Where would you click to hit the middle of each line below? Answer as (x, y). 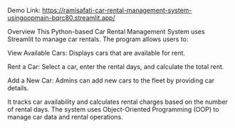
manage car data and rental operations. (65, 117)
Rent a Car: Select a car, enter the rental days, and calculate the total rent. (116, 66)
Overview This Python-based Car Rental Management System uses (106, 32)
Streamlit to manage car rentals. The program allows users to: (98, 39)
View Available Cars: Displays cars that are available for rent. (96, 53)
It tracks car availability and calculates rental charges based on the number (117, 102)
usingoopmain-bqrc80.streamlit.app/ (61, 18)
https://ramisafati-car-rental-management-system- (117, 10)
